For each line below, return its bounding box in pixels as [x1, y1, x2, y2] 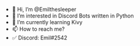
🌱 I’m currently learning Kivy [11, 19, 83, 25]
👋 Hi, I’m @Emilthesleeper [11, 6, 77, 13]
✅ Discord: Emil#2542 [11, 34, 68, 41]
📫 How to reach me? [11, 25, 65, 33]
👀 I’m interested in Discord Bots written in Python [11, 12, 134, 19]
